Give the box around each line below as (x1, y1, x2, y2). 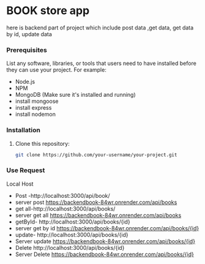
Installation (6, 126, 41, 135)
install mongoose (15, 97, 59, 105)
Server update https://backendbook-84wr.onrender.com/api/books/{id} (15, 237, 196, 245)
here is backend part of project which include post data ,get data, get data (6, 24, 194, 31)
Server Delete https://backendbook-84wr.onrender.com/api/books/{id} (15, 251, 194, 258)
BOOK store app (6, 4, 90, 18)
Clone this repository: (15, 140, 70, 147)
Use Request (6, 166, 45, 175)
